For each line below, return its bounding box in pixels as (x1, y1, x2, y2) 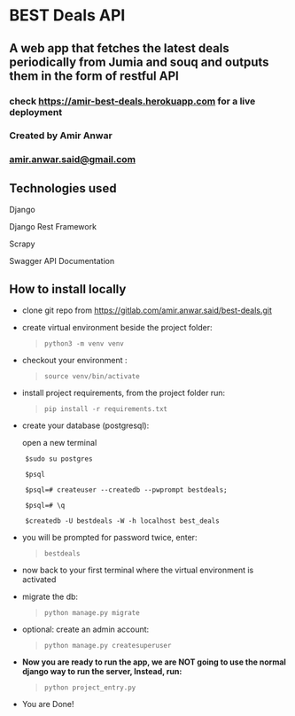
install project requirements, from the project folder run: (21, 387, 226, 398)
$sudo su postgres (25, 454, 93, 463)
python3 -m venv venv (43, 339, 124, 348)
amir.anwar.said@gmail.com (9, 153, 136, 166)
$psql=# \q (25, 501, 66, 510)
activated (21, 573, 57, 585)
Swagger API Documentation (9, 256, 115, 267)
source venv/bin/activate (43, 371, 140, 381)
